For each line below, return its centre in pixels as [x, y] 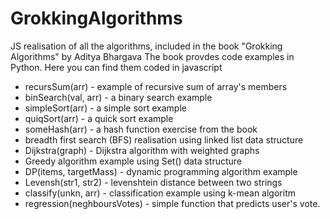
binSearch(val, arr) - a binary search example [118, 97]
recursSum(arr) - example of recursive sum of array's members [156, 86]
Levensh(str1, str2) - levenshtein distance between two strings [153, 182]
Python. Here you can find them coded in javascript [116, 67]
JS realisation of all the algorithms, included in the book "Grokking [146, 46]
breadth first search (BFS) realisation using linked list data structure [164, 139]
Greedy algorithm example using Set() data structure [133, 161]
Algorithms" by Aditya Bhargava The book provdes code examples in [152, 56]
